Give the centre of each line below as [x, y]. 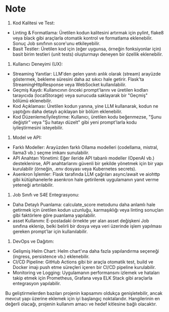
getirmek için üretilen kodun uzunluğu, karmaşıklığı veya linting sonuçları [88, 210]
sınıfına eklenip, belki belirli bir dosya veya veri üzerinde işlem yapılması [87, 226]
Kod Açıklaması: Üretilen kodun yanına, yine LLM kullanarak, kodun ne [85, 106]
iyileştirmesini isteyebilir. [38, 128]
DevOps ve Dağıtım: [33, 241]
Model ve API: [27, 137]
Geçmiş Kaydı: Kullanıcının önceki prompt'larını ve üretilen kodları [80, 90]
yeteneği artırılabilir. [33, 185]
